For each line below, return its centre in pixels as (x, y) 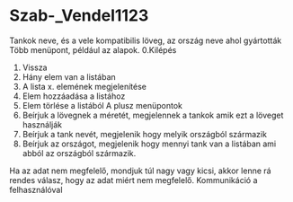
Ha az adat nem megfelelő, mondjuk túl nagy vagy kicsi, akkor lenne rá (140, 171)
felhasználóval (36, 189)
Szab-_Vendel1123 (79, 16)
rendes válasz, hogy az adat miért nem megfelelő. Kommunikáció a (133, 180)
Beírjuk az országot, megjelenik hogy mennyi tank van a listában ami (149, 144)
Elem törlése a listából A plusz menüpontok (102, 105)
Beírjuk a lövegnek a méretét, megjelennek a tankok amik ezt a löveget (153, 115)
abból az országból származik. (79, 153)
